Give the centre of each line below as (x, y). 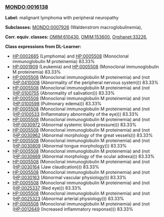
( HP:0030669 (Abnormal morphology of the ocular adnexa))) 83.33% (83, 156)
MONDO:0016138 (27, 7)
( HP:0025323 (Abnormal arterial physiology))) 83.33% (68, 199)
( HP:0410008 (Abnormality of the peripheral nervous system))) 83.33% (85, 82)
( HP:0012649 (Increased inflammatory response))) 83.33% (73, 209)
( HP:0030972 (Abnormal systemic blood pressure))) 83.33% (74, 125)
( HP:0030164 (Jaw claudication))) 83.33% (56, 167)
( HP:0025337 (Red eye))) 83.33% (47, 188)
